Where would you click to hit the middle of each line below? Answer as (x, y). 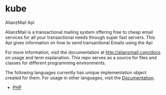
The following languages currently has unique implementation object (76, 72)
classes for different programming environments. (55, 63)
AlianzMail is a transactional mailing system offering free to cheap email (79, 32)
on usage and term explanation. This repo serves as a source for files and (81, 57)
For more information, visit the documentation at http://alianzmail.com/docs (83, 52)
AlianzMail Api (20, 22)
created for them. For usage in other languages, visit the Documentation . (80, 78)
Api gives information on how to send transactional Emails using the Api (79, 42)
